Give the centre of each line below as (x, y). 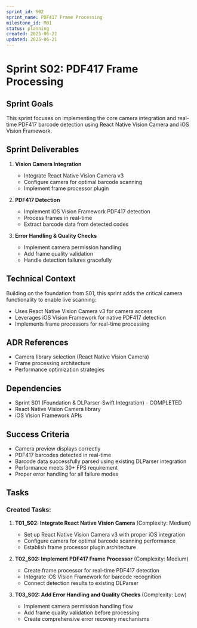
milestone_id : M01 (29, 23)
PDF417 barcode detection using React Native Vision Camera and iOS (104, 124)
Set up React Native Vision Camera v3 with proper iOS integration (104, 534)
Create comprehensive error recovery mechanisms (87, 618)
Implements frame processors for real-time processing (82, 324)
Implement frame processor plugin (66, 188)
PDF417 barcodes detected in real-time (63, 455)
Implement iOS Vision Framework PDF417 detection (87, 211)
